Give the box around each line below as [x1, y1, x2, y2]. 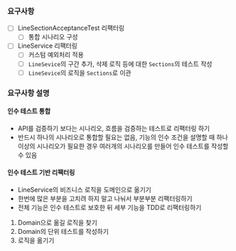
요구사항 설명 [7, 87, 50, 97]
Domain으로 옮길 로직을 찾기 [17, 218, 97, 227]
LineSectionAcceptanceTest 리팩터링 [17, 23, 125, 33]
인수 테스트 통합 [7, 107, 51, 115]
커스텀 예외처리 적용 [28, 50, 84, 59]
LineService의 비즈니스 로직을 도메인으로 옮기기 [17, 186, 151, 193]
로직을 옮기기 [17, 236, 55, 245]
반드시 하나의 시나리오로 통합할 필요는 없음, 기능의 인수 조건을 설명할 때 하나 [17, 133, 229, 141]
